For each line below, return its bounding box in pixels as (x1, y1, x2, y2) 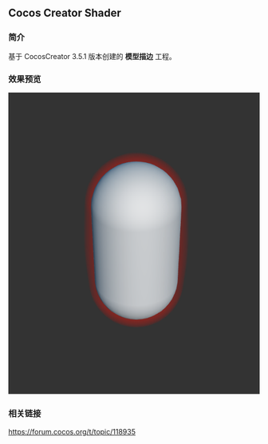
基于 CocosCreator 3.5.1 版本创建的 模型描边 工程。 (8, 51, 177, 61)
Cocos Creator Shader (8, 6, 122, 20)
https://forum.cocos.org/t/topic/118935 (8, 426, 136, 436)
